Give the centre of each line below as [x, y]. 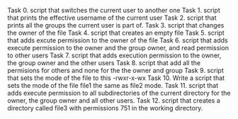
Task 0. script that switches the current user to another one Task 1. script [114, 10]
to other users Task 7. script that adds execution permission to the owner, [114, 55]
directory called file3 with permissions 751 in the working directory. [105, 108]
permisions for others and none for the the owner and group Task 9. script [116, 70]
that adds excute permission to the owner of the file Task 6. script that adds [118, 40]
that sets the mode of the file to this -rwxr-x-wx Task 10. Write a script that [116, 78]
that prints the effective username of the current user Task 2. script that [112, 18]
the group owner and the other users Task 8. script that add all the [104, 63]
